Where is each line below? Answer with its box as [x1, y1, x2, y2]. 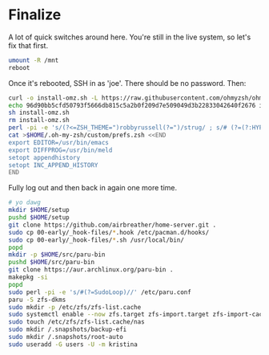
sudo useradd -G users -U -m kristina [8, 340, 138, 349]
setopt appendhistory [8, 153, 81, 161]
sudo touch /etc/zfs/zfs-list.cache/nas [8, 318, 146, 326]
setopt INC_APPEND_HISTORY [8, 161, 98, 169]
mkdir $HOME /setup [8, 206, 70, 214]
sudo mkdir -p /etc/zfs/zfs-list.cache [8, 303, 142, 311]
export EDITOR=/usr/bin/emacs [8, 138, 110, 146]
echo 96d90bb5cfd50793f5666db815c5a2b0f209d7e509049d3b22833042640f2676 [8, 101, 256, 109]
